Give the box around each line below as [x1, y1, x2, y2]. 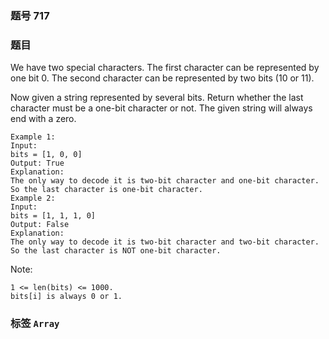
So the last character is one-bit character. [10, 185, 203, 195]
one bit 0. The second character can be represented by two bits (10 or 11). [10, 72, 315, 84]
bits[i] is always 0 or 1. [10, 292, 123, 302]
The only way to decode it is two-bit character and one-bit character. [10, 176, 320, 186]
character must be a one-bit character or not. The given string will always [10, 102, 313, 114]
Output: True [10, 158, 65, 169]
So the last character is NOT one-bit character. [10, 246, 222, 256]
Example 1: [10, 132, 56, 142]
